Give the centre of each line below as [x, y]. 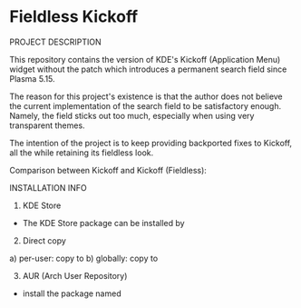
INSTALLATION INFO [49, 187]
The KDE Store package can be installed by [103, 223]
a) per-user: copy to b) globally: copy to [84, 258]
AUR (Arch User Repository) [75, 275]
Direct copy [44, 240]
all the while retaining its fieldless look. [82, 153]
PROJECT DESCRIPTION [55, 42]
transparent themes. [47, 125]
